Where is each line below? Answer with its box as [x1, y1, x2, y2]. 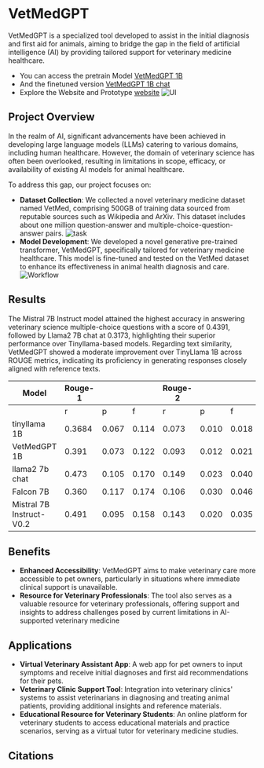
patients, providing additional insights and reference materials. [19, 701, 222, 711]
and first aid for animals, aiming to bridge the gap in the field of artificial [8, 38, 240, 48]
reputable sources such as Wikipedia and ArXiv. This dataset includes [19, 211, 246, 221]
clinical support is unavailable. [19, 583, 118, 592]
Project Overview [8, 111, 95, 124]
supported [19, 616, 53, 625]
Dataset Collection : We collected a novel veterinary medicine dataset [19, 195, 246, 204]
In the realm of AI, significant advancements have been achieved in [8, 131, 226, 141]
